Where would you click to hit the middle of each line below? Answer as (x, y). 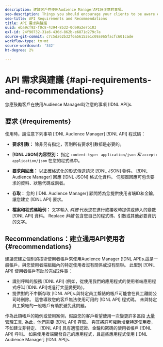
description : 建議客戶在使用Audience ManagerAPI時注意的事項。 (65, 9)
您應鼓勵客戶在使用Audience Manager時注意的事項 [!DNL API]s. (69, 104)
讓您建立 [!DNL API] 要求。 (39, 199)
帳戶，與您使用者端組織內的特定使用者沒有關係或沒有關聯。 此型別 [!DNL (82, 265)
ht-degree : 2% (19, 50)
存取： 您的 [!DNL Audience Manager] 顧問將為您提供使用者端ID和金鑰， (85, 193)
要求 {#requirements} (38, 121)
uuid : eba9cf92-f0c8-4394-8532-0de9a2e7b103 (51, 28)
